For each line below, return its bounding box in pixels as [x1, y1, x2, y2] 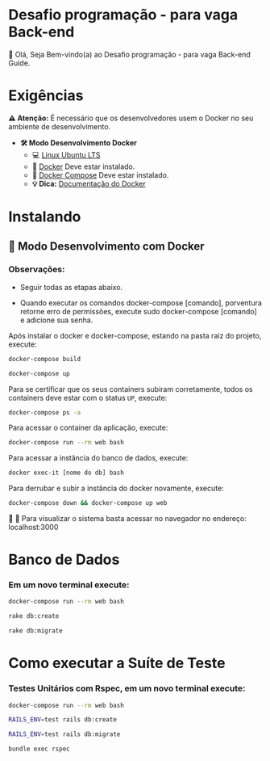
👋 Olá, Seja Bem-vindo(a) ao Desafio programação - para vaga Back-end [8, 49, 251, 59]
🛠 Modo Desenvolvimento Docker [19, 137, 137, 147]
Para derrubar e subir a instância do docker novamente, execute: [8, 483, 224, 494]
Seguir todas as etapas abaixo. [19, 282, 123, 292]
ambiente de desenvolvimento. [8, 121, 111, 131]
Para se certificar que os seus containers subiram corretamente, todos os [8, 384, 253, 393]
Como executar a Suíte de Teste [8, 654, 226, 672]
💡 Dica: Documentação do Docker [31, 179, 147, 188]
